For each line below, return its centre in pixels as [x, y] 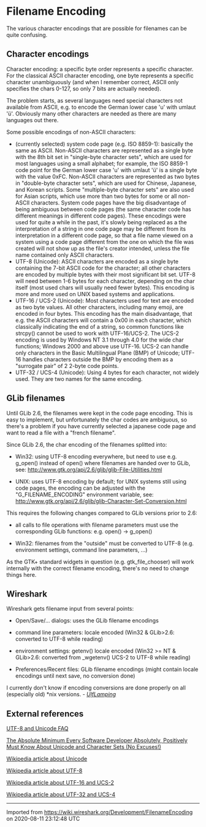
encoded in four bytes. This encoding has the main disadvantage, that [104, 313]
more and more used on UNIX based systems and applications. [95, 294]
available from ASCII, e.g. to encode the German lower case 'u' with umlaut [101, 107]
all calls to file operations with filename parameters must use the [97, 525]
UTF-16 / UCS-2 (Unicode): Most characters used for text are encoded [105, 300]
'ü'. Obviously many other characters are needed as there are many [91, 113]
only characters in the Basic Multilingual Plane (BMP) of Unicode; [97, 353]
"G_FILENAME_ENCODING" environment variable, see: [84, 494]
